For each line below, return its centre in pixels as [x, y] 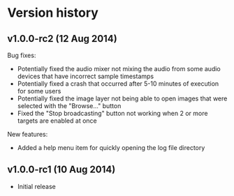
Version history [53, 13]
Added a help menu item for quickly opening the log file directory [111, 148]
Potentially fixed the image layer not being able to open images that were [122, 98]
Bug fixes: [22, 55]
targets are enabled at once [57, 121]
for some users [39, 91]
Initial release [36, 186]
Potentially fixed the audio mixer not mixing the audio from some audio [119, 69]
